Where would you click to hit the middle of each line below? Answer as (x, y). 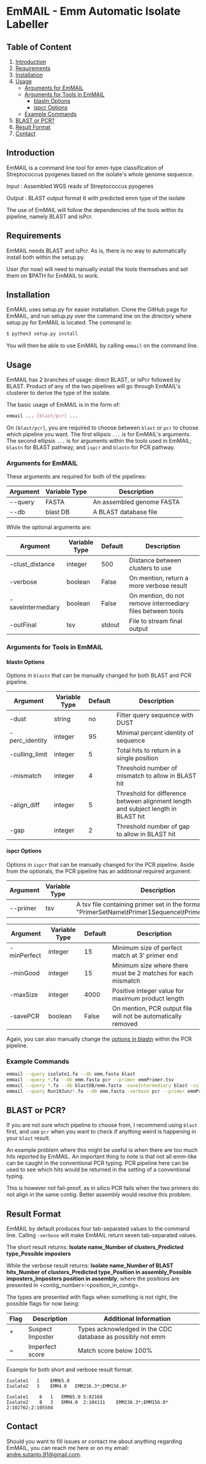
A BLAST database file (125, 512)
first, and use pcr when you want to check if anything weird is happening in (101, 1132)
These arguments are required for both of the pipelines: (77, 477)
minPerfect (25, 955)
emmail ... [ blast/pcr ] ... (42, 416)
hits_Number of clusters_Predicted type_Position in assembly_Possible (99, 1272)
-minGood (25, 973)
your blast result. (29, 1138)
